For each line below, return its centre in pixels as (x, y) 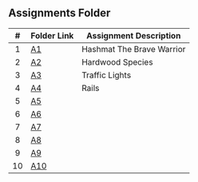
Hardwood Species (117, 61)
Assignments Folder (59, 13)
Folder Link (52, 35)
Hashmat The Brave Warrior (133, 49)
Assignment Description (134, 35)
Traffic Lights (106, 75)
